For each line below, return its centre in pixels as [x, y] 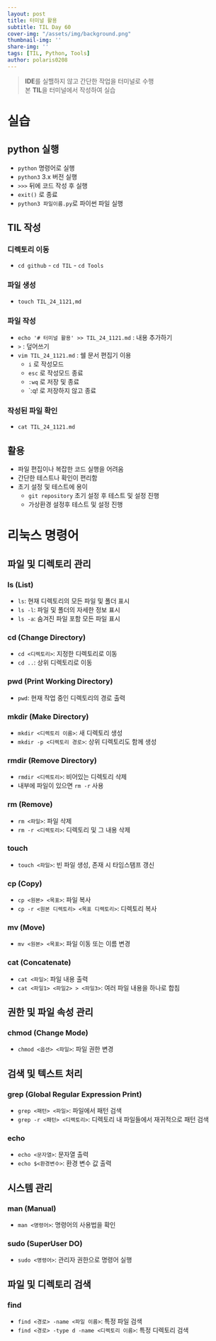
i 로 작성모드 [46, 364]
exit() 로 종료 [38, 194]
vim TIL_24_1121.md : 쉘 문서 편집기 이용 [74, 356]
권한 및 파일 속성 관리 [50, 1013]
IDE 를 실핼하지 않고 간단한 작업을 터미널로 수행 [89, 81]
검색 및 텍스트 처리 [45, 1074]
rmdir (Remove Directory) [52, 760]
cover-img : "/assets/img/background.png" [69, 34]
